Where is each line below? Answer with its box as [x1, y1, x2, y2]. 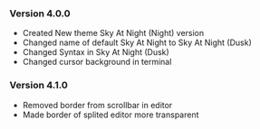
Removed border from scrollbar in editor [22, 99, 173, 110]
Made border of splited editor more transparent [22, 109, 199, 120]
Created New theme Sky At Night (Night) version [22, 28, 205, 39]
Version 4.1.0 [9, 79, 68, 92]
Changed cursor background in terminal [22, 57, 172, 68]
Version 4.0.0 [9, 7, 71, 20]
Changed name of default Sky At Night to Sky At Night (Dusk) [22, 37, 252, 48]
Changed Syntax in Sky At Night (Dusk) [22, 47, 169, 58]
